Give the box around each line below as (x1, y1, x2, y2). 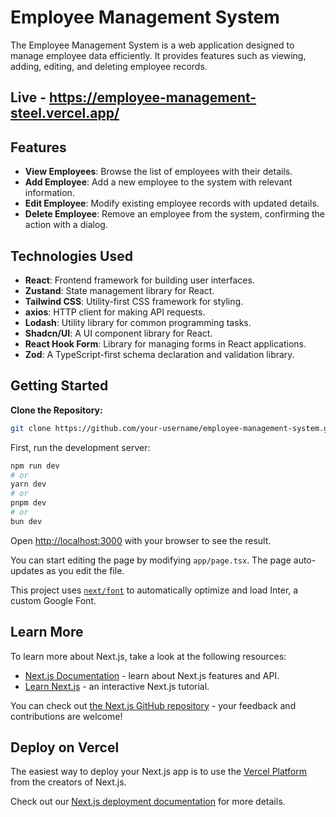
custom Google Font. (10, 594, 97, 606)
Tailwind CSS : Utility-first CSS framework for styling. (24, 295, 244, 307)
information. (24, 187, 75, 199)
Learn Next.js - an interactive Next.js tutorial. (24, 680, 210, 692)
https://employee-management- (49, 89, 257, 106)
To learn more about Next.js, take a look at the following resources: (10, 650, 287, 662)
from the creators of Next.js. (10, 776, 127, 788)
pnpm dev (10, 498, 47, 508)
